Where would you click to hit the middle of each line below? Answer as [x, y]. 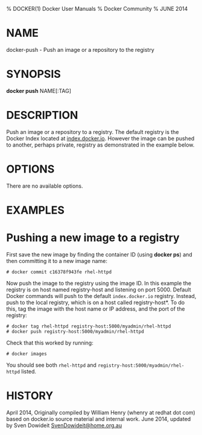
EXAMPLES [35, 210]
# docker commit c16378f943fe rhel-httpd [59, 272]
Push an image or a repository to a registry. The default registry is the [93, 132]
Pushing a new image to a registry [93, 238]
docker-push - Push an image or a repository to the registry [80, 49]
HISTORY [30, 396]
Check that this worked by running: [50, 343]
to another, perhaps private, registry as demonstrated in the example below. [100, 145]
